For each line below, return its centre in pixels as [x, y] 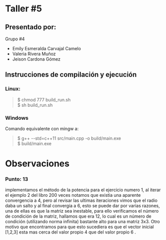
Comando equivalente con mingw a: [42, 128]
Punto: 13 [17, 179]
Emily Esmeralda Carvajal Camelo [47, 48]
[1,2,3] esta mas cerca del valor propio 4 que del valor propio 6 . [71, 232]
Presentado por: [31, 27]
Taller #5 [24, 9]
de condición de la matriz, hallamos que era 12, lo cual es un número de [78, 216]
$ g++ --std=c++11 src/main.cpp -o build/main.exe [69, 138]
